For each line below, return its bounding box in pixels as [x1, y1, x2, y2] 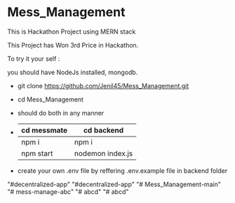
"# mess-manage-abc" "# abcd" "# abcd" [7, 187, 129, 196]
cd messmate [20, 125, 68, 135]
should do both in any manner [17, 108, 105, 117]
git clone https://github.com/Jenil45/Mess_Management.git [17, 81, 189, 90]
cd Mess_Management [17, 95, 84, 104]
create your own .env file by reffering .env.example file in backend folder [17, 166, 228, 175]
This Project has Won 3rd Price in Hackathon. [7, 41, 139, 49]
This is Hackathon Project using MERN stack [7, 27, 136, 36]
